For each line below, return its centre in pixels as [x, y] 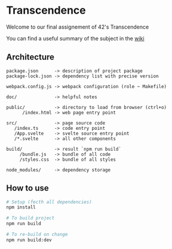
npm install [21, 207]
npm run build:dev [29, 240]
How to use [27, 188]
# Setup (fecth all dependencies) [49, 202]
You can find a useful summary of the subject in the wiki [75, 38]
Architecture [30, 57]
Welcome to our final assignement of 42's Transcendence [78, 27]
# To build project [30, 218]
